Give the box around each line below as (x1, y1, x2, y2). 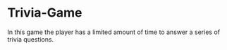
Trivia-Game (7, 5, 82, 21)
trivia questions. (7, 35, 54, 43)
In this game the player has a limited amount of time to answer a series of (7, 28, 221, 36)
